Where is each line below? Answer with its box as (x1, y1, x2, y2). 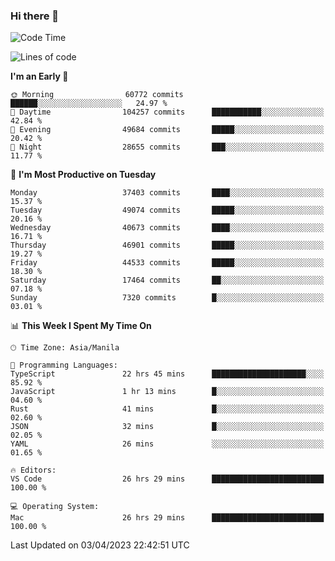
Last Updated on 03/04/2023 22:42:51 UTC (10, 539, 190, 551)
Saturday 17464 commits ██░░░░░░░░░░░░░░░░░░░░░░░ (10, 275, 325, 286)
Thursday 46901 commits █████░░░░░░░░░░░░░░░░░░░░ (10, 240, 325, 251)
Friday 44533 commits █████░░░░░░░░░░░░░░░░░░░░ (10, 258, 325, 268)
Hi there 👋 (10, 9, 60, 23)
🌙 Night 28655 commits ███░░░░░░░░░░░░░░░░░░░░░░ (10, 142, 325, 153)
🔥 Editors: (10, 465, 57, 476)
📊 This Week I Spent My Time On (10, 320, 152, 332)
